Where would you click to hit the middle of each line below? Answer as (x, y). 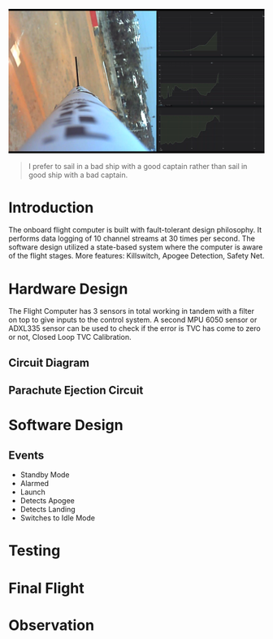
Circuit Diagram (49, 363)
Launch (33, 492)
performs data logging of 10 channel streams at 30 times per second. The (132, 239)
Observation (52, 625)
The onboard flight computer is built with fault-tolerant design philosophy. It (135, 230)
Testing (35, 551)
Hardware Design (68, 289)
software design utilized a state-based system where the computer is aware (136, 247)
